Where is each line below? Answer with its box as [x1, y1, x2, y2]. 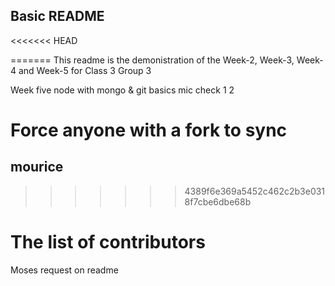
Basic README [10, 8, 105, 25]
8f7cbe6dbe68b [184, 195, 252, 208]
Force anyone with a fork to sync [10, 119, 288, 141]
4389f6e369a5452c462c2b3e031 [184, 185, 326, 197]
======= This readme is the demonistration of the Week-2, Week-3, [10, 54, 295, 66]
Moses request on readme [10, 264, 119, 276]
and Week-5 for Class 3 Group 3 [18, 64, 152, 76]
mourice [10, 159, 64, 176]
